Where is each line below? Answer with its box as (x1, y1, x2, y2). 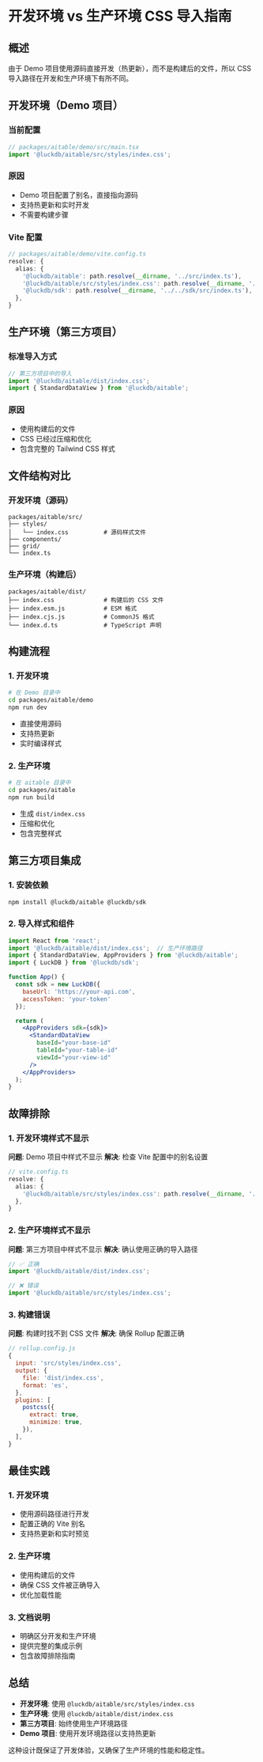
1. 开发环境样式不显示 (8, 1132, 89, 1143)
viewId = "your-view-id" (36, 1053, 111, 1061)
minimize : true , (28, 1418, 83, 1427)
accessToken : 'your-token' (22, 995, 111, 1003)
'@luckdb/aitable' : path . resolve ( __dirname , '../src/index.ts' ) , (22, 272, 242, 280)
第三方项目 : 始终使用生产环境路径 (19, 1718, 128, 1728)
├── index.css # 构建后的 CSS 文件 (8, 596, 164, 604)
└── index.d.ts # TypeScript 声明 (8, 621, 162, 629)
